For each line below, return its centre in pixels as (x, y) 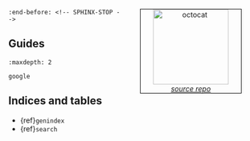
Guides (27, 44)
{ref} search (39, 128)
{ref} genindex (42, 120)
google (19, 76)
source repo (191, 89)
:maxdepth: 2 (30, 62)
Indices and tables (55, 101)
